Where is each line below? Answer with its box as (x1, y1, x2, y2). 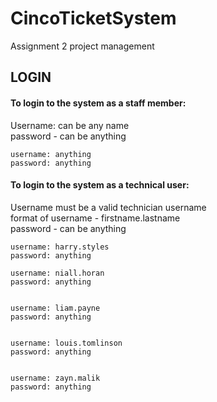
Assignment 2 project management (10, 40, 155, 52)
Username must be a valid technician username (10, 201, 207, 213)
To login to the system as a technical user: (10, 179, 190, 191)
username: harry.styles (10, 242, 110, 252)
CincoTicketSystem (10, 7, 177, 30)
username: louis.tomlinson (10, 338, 123, 348)
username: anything (10, 149, 92, 159)
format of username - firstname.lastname (10, 212, 181, 224)
